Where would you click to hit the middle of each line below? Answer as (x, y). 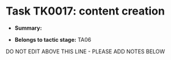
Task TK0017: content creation (85, 11)
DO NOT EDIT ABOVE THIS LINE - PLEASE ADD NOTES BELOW (85, 51)
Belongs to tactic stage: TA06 (53, 39)
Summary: (28, 28)
